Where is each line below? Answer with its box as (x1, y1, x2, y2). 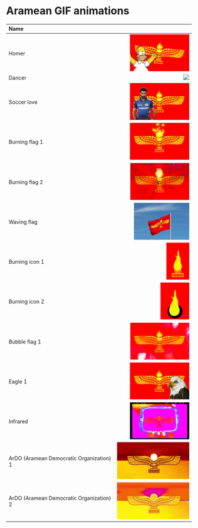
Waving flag (8, 218, 38, 225)
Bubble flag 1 (8, 338, 41, 345)
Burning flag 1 (8, 139, 44, 146)
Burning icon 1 (8, 258, 45, 265)
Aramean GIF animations (6, 4, 130, 18)
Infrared (8, 418, 28, 425)
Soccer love (8, 99, 38, 106)
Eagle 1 (8, 378, 28, 385)
